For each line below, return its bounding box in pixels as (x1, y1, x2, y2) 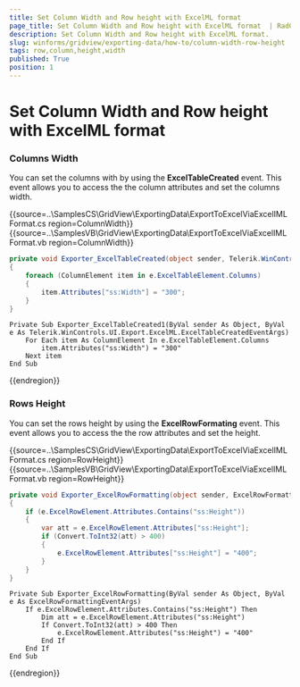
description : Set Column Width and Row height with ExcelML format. (9, 29, 270, 38)
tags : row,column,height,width (9, 46, 126, 55)
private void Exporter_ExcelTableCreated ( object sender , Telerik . (9, 255, 262, 264)
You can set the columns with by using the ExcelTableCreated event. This (9, 172, 282, 183)
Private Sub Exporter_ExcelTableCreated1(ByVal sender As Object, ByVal (9, 321, 286, 330)
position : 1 (9, 63, 54, 72)
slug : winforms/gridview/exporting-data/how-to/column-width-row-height (9, 38, 286, 47)
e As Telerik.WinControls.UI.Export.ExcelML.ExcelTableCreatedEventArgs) (9, 328, 290, 338)
